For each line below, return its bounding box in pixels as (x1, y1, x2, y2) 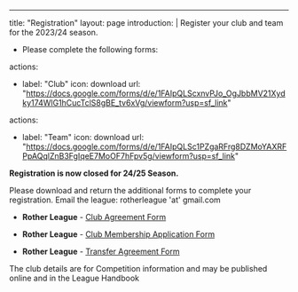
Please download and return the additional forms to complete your (9, 185, 252, 195)
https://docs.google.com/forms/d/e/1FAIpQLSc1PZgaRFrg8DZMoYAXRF (26, 141, 287, 152)
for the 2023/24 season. (9, 28, 98, 37)
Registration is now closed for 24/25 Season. (9, 168, 179, 178)
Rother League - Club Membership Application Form (21, 229, 216, 240)
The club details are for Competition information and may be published (9, 264, 268, 273)
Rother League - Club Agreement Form (21, 212, 167, 222)
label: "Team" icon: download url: (21, 132, 145, 142)
